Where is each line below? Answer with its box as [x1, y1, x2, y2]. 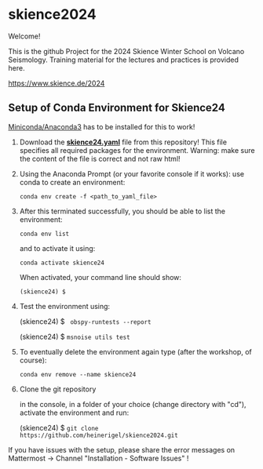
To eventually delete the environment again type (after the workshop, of [19, 347, 253, 356]
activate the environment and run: [19, 408, 130, 417]
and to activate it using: [19, 243, 96, 253]
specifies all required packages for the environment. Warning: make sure [19, 145, 255, 155]
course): [19, 355, 47, 365]
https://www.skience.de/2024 [8, 78, 105, 88]
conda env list [19, 230, 70, 238]
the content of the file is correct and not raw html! [19, 154, 181, 163]
